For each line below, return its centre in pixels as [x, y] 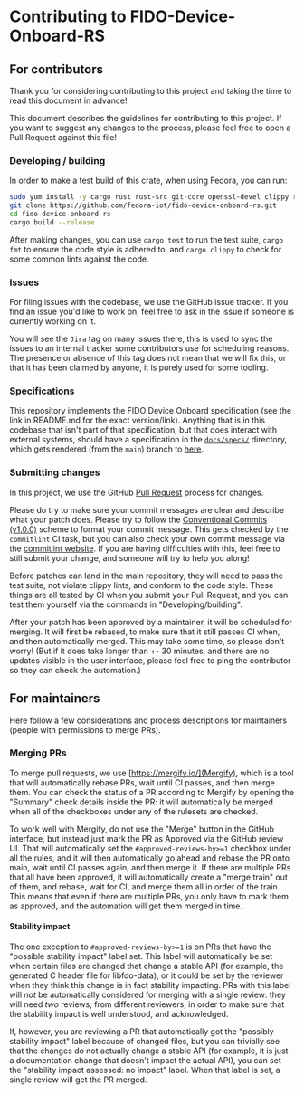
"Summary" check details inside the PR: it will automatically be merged [142, 802]
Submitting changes [55, 472]
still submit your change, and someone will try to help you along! [130, 557]
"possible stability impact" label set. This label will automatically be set [141, 956]
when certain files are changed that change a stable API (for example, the [147, 966]
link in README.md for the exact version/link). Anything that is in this [137, 420]
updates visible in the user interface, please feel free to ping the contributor [150, 660]
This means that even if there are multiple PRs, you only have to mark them [149, 896]
